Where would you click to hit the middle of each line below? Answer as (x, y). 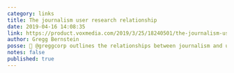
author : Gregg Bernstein (43, 40)
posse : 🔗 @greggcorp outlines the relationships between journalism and (115, 46)
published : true (31, 59)
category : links (31, 14)
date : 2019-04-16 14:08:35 (46, 26)
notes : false (26, 53)
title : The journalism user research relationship (82, 20)
